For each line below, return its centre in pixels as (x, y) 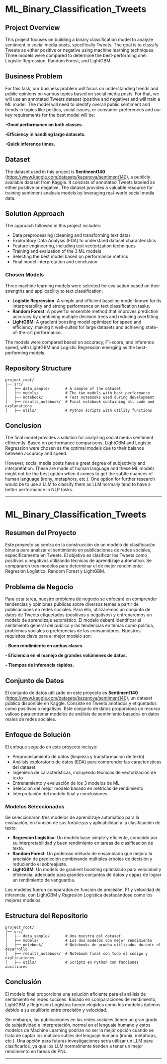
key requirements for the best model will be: (50, 115)
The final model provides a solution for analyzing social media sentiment (79, 438)
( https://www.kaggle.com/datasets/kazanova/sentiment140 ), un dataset (79, 698)
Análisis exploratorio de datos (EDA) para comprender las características (87, 762)
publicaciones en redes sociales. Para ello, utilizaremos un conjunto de (78, 610)
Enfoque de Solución (38, 735)
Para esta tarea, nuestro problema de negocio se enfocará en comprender (81, 599)
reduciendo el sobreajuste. (40, 864)
